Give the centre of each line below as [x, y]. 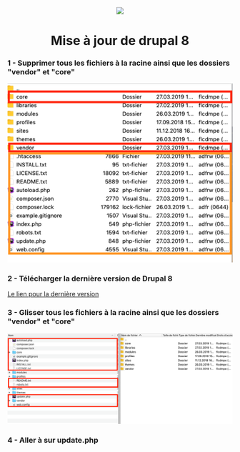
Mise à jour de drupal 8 [120, 41]
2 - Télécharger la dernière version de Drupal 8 [90, 278]
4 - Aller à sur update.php [53, 440]
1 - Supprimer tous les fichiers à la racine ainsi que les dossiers [119, 63]
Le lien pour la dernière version [53, 294]
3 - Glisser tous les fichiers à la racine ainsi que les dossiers [113, 313]
